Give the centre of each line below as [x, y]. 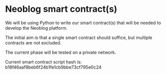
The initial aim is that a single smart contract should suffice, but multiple [79, 37]
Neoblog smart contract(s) [61, 9]
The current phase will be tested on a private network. [61, 52]
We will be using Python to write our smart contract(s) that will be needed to [83, 23]
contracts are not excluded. [33, 42]
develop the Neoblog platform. [37, 28]
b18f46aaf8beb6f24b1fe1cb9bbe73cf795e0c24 [53, 67]
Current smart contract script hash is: [43, 62]
